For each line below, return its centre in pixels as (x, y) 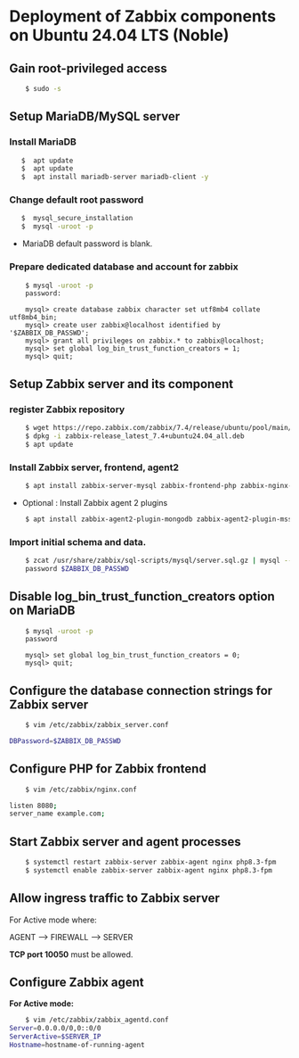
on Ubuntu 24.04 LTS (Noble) (119, 35)
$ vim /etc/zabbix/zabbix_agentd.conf (97, 1020)
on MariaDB (42, 611)
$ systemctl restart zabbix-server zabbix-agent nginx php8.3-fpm (151, 863)
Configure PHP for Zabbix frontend (108, 769)
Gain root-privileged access (88, 68)
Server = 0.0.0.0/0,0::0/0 (55, 1029)
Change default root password (77, 200)
